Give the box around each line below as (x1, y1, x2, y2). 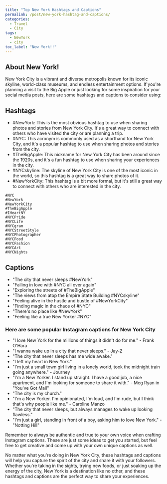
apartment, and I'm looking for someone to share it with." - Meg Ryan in (12, 380, 160, 386)
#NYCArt (5, 245, 21, 250)
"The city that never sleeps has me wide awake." (12, 353, 113, 359)
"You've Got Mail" (12, 385, 49, 391)
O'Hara (12, 343, 27, 349)
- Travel (9, 21, 28, 26)
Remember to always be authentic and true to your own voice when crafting (5, 432, 161, 438)
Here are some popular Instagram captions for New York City (5, 326, 156, 333)
